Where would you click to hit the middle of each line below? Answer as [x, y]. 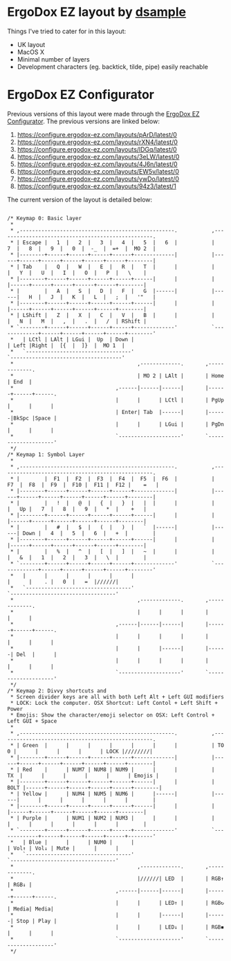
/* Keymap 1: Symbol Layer [46, 454]
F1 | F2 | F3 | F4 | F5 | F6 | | [134, 478]
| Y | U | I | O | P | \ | [77, 273]
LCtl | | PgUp [195, 400]
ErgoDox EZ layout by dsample [97, 12]
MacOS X [31, 52]
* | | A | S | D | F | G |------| [94, 291]
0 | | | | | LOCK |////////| [80, 751]
